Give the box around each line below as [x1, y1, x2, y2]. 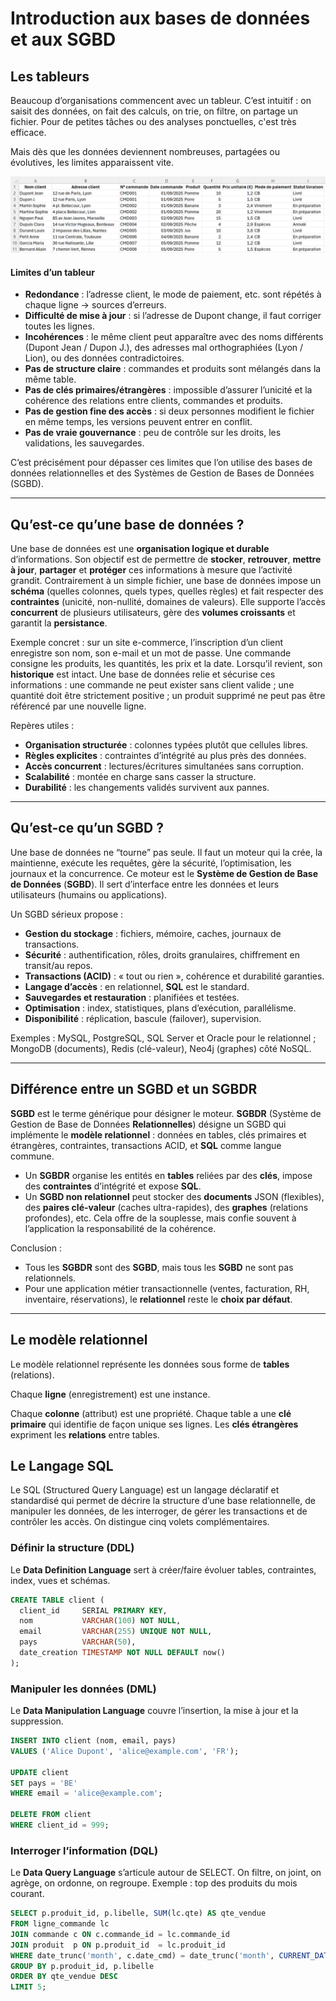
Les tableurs [10, 68, 90, 85]
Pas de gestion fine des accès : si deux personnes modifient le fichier [24, 405, 315, 417]
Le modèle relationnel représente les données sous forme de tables [10, 1358, 290, 1370]
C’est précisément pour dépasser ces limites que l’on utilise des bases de [10, 457, 313, 469]
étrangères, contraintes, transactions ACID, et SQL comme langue [10, 1139, 282, 1151]
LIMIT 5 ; [10, 1982, 47, 1992]
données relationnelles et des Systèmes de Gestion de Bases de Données [10, 467, 315, 479]
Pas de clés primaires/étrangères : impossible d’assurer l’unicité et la [24, 384, 313, 396]
